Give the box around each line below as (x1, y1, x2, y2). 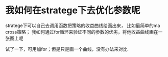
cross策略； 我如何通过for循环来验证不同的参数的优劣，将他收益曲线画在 (5, 28, 158, 35)
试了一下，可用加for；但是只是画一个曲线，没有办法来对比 (5, 46, 128, 52)
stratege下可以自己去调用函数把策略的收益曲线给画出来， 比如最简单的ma (5, 22, 160, 28)
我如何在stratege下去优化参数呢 (5, 5, 140, 16)
